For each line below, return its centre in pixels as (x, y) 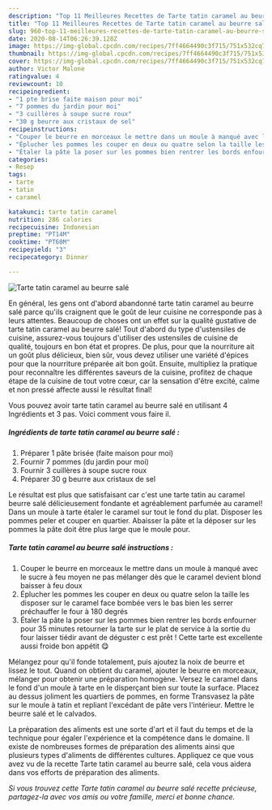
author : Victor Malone (47, 69)
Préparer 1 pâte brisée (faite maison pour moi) (97, 453)
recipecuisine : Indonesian (54, 227)
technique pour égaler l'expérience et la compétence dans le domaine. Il (129, 738)
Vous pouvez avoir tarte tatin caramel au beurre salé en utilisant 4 (118, 405)
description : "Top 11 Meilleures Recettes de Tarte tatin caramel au (128, 16)
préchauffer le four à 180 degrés (74, 611)
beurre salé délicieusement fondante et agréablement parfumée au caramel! (136, 503)
